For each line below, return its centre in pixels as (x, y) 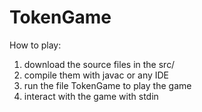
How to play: (35, 45)
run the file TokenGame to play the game (107, 85)
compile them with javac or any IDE (96, 75)
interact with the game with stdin (91, 96)
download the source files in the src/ (99, 64)
